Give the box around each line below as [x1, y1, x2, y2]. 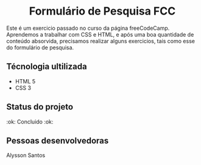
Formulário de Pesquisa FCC [29, 4, 176, 18]
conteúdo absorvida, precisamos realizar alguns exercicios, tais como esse [6, 37, 195, 44]
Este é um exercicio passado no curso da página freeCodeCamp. [6, 24, 170, 32]
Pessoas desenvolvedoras [6, 135, 109, 146]
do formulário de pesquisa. [6, 44, 74, 51]
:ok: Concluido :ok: [6, 118, 54, 125]
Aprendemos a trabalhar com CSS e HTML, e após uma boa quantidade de [6, 30, 194, 38]
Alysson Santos [6, 152, 46, 159]
